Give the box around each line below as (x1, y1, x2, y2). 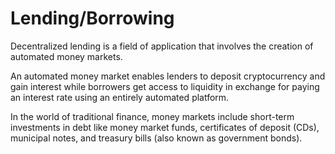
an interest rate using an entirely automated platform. (10, 91, 230, 103)
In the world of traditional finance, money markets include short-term (10, 110, 295, 122)
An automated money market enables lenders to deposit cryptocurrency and (10, 70, 326, 82)
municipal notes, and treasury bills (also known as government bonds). (10, 132, 303, 144)
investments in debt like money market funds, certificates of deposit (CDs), (10, 121, 320, 133)
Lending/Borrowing (10, 7, 175, 30)
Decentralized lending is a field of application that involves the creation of (10, 40, 314, 52)
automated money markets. (10, 50, 123, 62)
